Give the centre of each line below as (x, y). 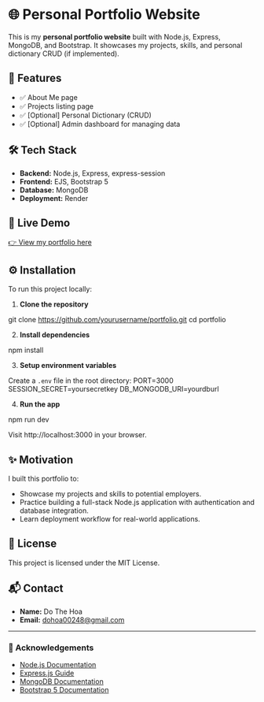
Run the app (40, 404)
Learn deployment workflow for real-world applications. (110, 519)
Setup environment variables (68, 366)
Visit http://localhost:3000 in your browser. (77, 435)
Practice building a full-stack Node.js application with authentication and (137, 502)
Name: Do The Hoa (51, 611)
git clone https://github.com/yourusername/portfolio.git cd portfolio (117, 320)
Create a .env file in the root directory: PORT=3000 (91, 381)
